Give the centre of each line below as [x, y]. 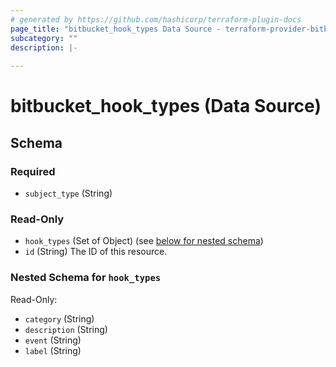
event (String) [53, 340]
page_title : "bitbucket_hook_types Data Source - [116, 29]
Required [33, 171]
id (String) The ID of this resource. [96, 252]
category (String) [59, 318]
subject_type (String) [68, 193]
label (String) [53, 350]
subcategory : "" [44, 38]
